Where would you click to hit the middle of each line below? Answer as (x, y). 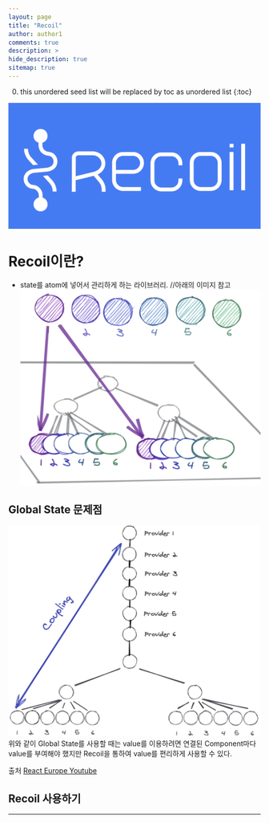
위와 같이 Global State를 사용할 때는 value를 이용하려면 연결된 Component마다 (132, 744)
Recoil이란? (46, 261)
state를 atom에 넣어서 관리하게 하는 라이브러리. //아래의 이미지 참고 (125, 285)
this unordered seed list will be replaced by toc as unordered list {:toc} (136, 92)
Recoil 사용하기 (45, 799)
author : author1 (35, 34)
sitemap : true (32, 68)
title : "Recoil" (35, 25)
